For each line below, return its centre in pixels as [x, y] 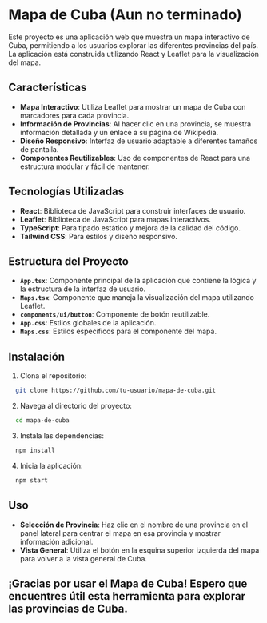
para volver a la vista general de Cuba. [84, 558]
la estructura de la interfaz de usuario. [83, 289]
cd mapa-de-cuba [42, 421]
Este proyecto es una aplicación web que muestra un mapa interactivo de [129, 37]
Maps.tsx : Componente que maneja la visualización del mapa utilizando [137, 298]
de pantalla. [39, 149]
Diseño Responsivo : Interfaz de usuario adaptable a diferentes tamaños [139, 141]
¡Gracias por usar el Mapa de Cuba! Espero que [128, 583]
